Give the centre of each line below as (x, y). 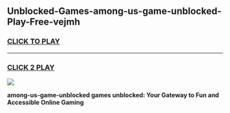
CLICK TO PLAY (34, 42)
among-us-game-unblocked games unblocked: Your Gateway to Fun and (113, 95)
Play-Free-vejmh (44, 22)
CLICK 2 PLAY (31, 67)
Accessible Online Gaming (46, 102)
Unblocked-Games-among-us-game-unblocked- (114, 11)
